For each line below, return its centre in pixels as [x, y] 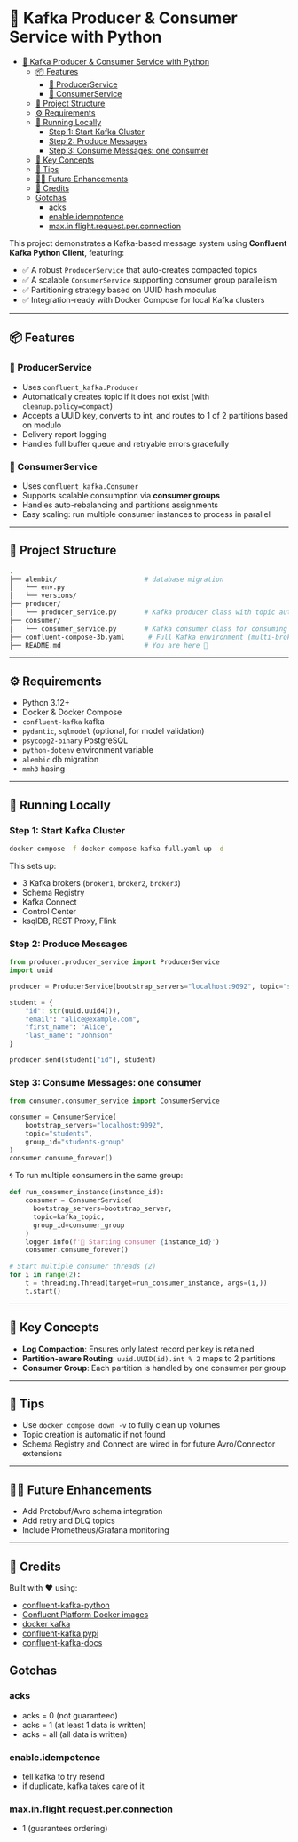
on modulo [42, 425]
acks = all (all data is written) [74, 1734]
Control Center [49, 911]
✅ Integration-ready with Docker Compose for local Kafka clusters [143, 299]
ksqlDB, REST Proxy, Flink [69, 921]
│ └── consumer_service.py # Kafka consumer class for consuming [149, 629]
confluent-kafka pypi [60, 1633]
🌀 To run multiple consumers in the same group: [96, 1176]
